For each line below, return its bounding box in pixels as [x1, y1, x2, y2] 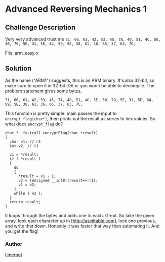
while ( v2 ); [14, 191, 43, 196]
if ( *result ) [9, 156, 41, 161]
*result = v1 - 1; [18, 174, 56, 179]
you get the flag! [5, 228, 39, 234]
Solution [5, 64, 32, 73]
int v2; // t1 [9, 143, 39, 149]
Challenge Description [5, 23, 76, 32]
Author [5, 240, 23, 247]
